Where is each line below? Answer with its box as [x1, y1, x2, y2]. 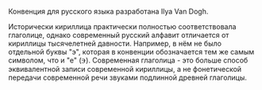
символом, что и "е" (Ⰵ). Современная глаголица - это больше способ [8, 55, 249, 65]
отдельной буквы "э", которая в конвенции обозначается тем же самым [8, 47, 255, 56]
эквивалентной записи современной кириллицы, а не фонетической [8, 65, 242, 73]
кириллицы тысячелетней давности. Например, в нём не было [8, 39, 222, 48]
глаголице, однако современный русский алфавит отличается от [8, 31, 229, 39]
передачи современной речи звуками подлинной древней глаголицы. [8, 73, 248, 82]
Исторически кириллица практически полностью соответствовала [8, 22, 237, 31]
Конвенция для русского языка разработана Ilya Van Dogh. [8, 7, 209, 16]
